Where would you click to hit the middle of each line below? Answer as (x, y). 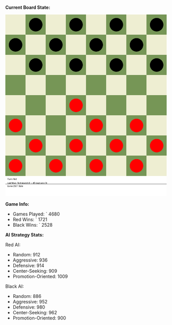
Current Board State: (28, 7)
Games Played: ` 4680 (36, 214)
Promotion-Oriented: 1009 (40, 276)
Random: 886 (27, 296)
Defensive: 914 (28, 265)
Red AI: (13, 245)
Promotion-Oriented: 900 (39, 318)
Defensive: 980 (29, 307)
